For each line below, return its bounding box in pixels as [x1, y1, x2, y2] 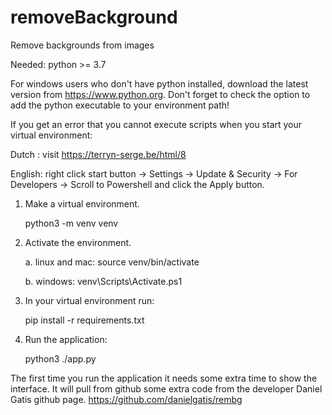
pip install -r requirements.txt [24, 314, 145, 326]
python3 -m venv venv [24, 217, 119, 229]
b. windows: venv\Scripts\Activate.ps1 [24, 275, 183, 287]
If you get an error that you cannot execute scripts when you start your [10, 118, 303, 130]
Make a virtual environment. [24, 197, 140, 210]
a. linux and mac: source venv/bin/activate [24, 256, 200, 268]
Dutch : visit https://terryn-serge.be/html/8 [10, 148, 187, 160]
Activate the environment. [24, 236, 132, 248]
